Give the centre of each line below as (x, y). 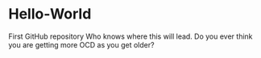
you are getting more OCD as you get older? (81, 44)
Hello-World (50, 14)
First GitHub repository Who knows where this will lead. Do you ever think (130, 36)
